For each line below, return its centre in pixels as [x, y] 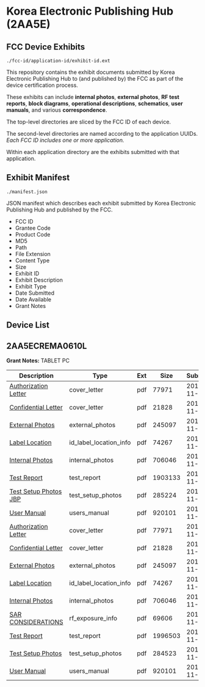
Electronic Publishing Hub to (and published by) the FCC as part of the [95, 79]
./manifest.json [27, 192]
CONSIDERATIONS [36, 622]
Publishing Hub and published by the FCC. [59, 210]
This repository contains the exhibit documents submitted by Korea [91, 72]
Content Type [32, 260]
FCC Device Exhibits [46, 47]
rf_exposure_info [93, 619]
